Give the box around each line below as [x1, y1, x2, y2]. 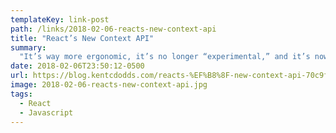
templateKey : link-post [10, 14, 110, 25]
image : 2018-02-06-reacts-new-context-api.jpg [10, 80, 208, 90]
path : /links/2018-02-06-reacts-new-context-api [10, 24, 217, 34]
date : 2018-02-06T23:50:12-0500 [10, 61, 145, 71]
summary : [10, 42, 47, 53]
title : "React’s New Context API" [10, 33, 155, 43]
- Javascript [19, 107, 74, 118]
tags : [10, 89, 33, 99]
